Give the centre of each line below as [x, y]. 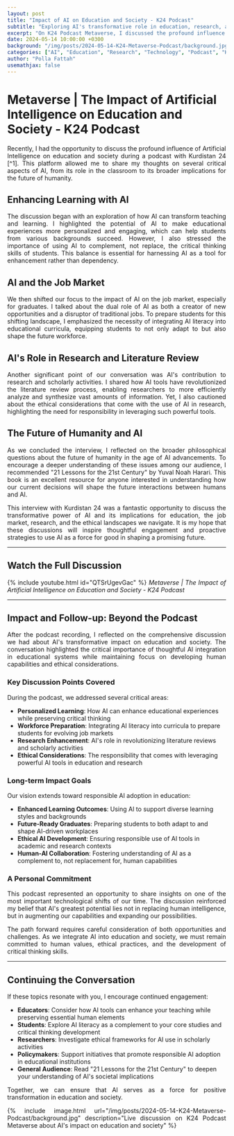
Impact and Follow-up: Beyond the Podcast [102, 618]
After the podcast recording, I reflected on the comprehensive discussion [117, 635]
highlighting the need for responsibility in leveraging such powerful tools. [112, 411]
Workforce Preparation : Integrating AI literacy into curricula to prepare [119, 726]
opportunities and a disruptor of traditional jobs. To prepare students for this [117, 314]
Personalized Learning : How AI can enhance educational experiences [118, 711]
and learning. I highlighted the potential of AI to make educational [117, 224]
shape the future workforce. [47, 336]
